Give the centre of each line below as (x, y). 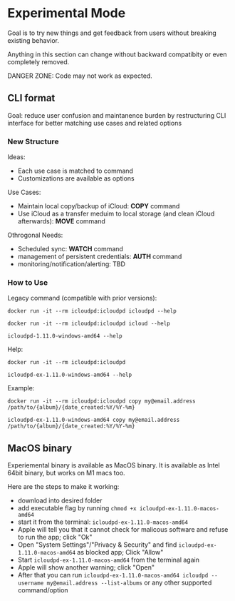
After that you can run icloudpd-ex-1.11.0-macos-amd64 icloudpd (113, 575)
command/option (43, 590)
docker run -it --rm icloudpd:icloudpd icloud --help (89, 324)
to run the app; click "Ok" (55, 537)
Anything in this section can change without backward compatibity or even (117, 54)
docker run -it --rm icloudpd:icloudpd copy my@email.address (101, 401)
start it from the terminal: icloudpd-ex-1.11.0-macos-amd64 (103, 522)
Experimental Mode (67, 13)
